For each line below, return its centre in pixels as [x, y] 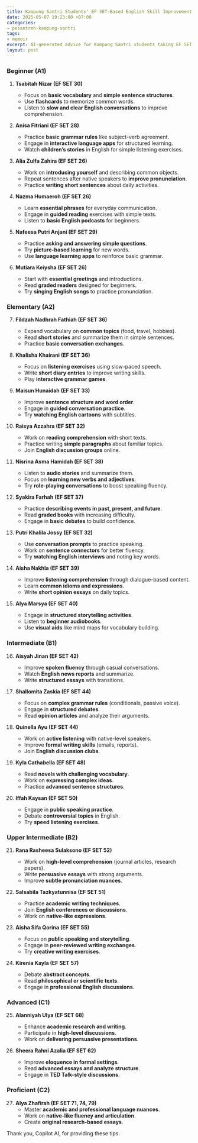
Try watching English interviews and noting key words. [92, 557]
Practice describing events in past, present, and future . [93, 509]
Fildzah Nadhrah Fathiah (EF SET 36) [61, 319]
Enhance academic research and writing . [75, 1026]
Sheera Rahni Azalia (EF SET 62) [56, 1051]
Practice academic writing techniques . [72, 903]
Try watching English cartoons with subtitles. [80, 415]
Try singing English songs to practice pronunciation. [88, 292]
